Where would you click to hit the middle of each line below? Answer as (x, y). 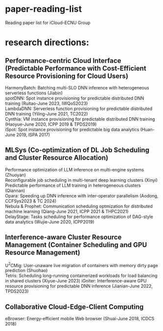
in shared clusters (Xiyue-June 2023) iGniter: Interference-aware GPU (76, 281)
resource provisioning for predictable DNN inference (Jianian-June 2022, (79, 286)
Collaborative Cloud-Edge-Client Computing (74, 307)
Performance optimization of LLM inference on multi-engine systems (75, 169)
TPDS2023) (17, 291)
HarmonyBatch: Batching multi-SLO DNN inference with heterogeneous (77, 87)
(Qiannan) (15, 191)
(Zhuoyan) (15, 175)
